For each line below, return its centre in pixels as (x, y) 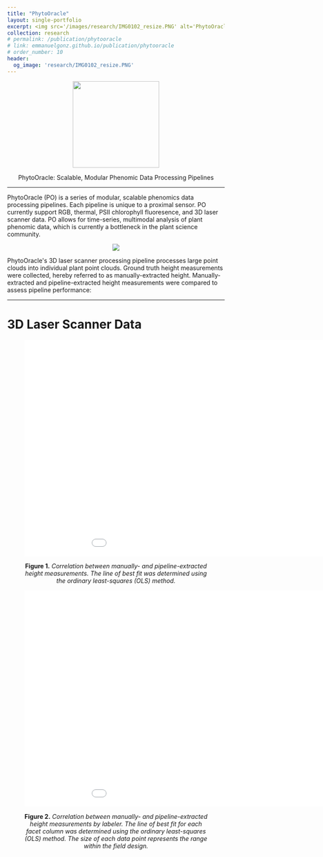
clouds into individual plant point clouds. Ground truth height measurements (115, 268)
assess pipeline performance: (49, 290)
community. (24, 234)
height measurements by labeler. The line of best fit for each (116, 824)
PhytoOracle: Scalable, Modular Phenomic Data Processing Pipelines (116, 177)
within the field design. (116, 846)
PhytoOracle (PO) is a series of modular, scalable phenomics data (101, 197)
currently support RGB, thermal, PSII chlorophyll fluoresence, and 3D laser (113, 212)
